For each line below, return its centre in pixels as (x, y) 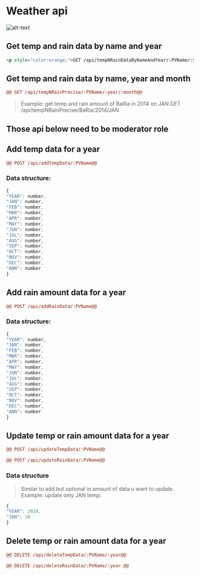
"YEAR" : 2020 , (24, 512)
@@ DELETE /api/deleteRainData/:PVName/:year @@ (68, 565)
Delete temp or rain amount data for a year (86, 541)
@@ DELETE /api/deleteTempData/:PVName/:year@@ (66, 555)
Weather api (37, 11)
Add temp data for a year (53, 150)
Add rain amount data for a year (66, 293)
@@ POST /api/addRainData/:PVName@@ (51, 306)
